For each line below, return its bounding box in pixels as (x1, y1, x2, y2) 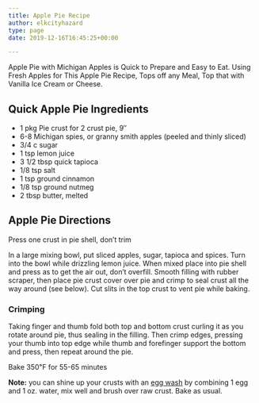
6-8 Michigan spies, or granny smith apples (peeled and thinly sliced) (19, 132, 247, 141)
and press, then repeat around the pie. (8, 347, 134, 357)
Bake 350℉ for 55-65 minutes (8, 363, 108, 372)
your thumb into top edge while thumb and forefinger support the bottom (8, 339, 246, 348)
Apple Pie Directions (8, 213, 111, 227)
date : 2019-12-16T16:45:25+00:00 (8, 33, 119, 42)
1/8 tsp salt (19, 166, 55, 175)
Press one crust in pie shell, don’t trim (8, 235, 132, 244)
